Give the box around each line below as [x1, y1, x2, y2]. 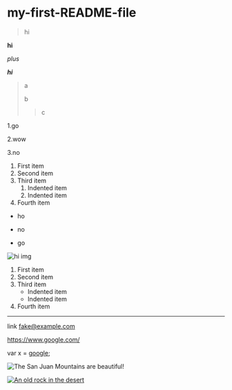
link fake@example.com [7, 322, 75, 330]
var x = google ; [7, 349, 50, 357]
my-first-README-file [7, 5, 137, 21]
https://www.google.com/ [7, 335, 81, 344]
